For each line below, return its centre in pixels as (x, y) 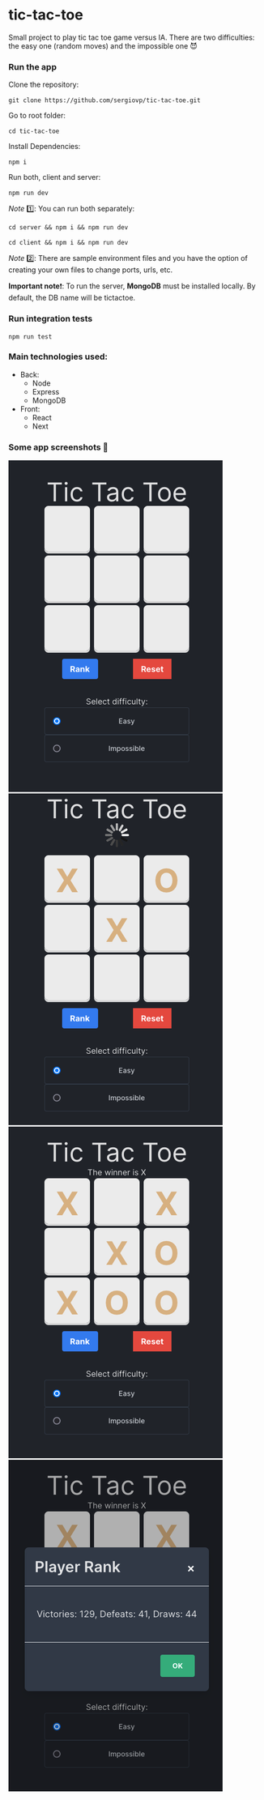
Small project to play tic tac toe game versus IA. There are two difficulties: (132, 37)
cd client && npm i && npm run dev (68, 243)
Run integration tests (51, 319)
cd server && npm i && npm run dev (68, 228)
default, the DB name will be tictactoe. (72, 298)
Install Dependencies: (45, 147)
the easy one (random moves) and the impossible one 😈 (103, 45)
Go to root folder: (37, 116)
